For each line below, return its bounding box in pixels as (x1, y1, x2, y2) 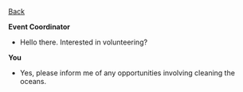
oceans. (19, 77, 47, 86)
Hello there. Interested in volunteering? (19, 37, 148, 47)
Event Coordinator (8, 22, 70, 31)
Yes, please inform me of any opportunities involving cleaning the (19, 68, 235, 78)
